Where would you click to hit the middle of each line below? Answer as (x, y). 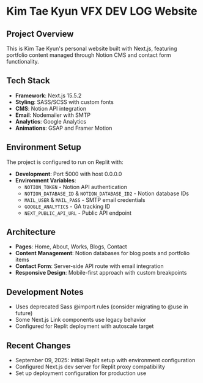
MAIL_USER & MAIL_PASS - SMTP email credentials (85, 199)
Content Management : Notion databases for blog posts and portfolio (102, 253)
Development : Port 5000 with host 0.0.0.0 (68, 174)
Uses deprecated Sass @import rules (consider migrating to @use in (102, 307)
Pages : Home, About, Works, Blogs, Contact (71, 247)
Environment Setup (44, 147)
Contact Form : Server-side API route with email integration (89, 266)
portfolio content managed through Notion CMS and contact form (89, 55)
